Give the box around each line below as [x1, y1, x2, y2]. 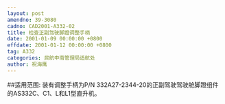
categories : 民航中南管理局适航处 [7, 55, 95, 62]
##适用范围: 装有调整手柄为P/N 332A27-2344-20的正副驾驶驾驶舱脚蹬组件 [7, 80, 219, 89]
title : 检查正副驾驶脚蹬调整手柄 [7, 29, 91, 36]
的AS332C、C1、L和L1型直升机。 [7, 89, 101, 97]
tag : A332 [7, 49, 36, 55]
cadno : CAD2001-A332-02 [7, 23, 75, 29]
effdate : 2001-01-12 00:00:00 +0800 [7, 42, 112, 49]
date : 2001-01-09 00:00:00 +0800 [7, 36, 103, 42]
